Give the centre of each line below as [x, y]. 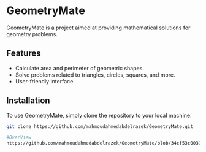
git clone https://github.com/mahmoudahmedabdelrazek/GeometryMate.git [100, 126]
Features [24, 54]
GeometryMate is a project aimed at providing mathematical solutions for [98, 28]
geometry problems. [32, 34]
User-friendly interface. [45, 81]
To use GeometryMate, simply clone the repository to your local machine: [99, 115]
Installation [28, 101]
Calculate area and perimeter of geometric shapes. [79, 68]
